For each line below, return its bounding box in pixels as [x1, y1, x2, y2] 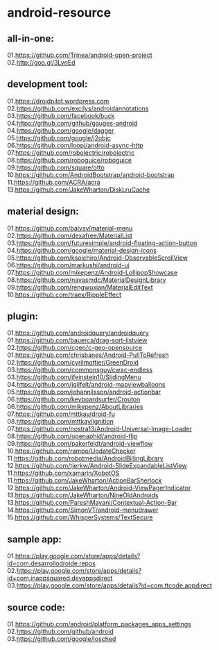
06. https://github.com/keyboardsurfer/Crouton [7, 395, 141, 403]
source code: [7, 601, 66, 613]
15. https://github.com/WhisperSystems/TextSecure [7, 513, 153, 522]
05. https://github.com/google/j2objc [7, 133, 111, 142]
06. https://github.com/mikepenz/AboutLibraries [7, 403, 143, 411]
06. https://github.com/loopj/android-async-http [7, 141, 143, 149]
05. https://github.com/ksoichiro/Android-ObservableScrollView [7, 253, 189, 262]
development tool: [7, 78, 88, 90]
